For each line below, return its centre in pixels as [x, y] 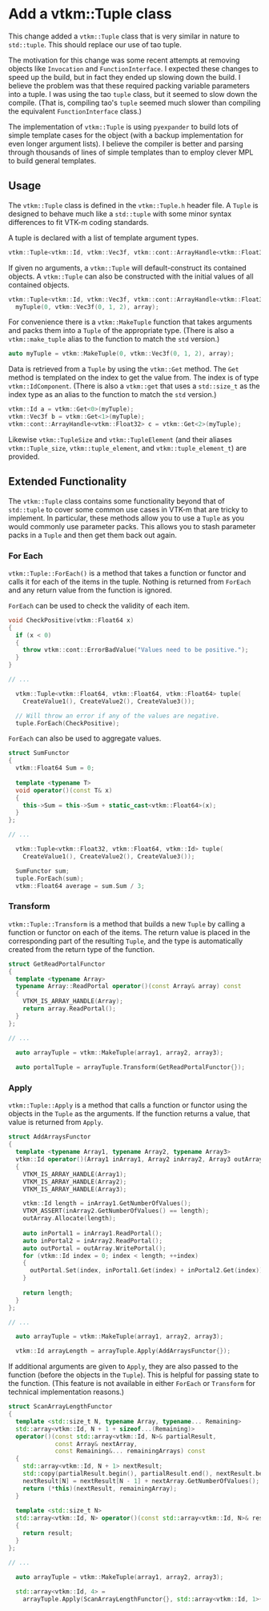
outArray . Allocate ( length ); [69, 1219]
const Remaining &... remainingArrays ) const [130, 1451]
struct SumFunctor [39, 753]
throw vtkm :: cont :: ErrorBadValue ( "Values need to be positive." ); [136, 650]
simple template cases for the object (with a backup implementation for [126, 135]
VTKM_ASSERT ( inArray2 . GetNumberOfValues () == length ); [116, 1211]
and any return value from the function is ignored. [90, 590]
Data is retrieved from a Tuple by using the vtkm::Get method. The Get [124, 369]
